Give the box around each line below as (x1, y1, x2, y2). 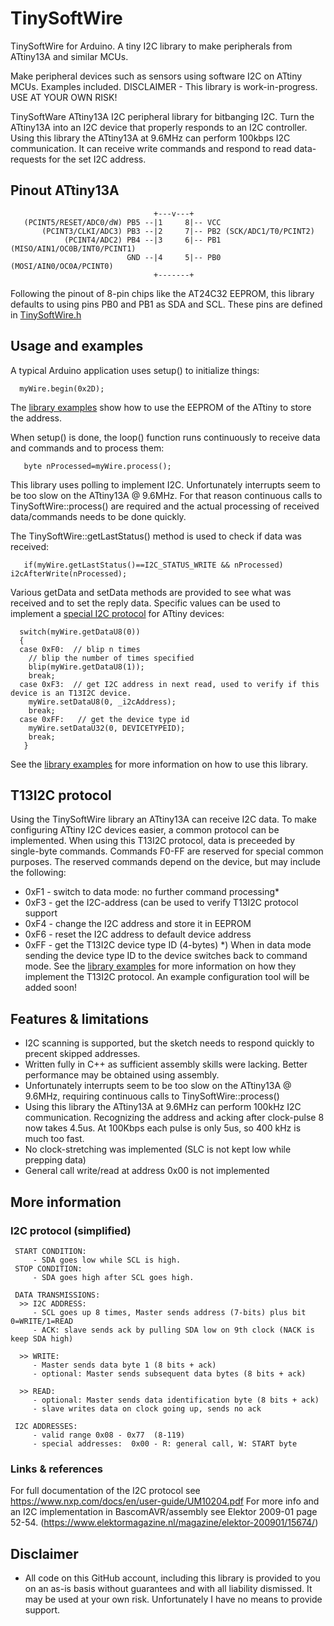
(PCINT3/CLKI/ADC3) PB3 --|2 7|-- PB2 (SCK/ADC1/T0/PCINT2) (41, 226, 315, 236)
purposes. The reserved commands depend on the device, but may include (10, 856, 321, 868)
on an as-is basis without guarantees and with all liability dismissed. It (24, 1582, 313, 1594)
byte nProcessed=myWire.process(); (23, 461, 172, 471)
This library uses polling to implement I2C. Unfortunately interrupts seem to (10, 478, 321, 491)
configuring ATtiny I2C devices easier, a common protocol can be (10, 824, 280, 836)
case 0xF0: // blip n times (19, 644, 141, 654)
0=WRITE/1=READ (10, 1316, 74, 1326)
